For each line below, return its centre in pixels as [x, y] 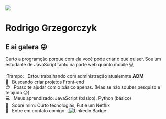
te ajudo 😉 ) [18, 92]
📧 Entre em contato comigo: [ [37, 111]
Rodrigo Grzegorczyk [51, 28]
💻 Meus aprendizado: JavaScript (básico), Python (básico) [69, 98]
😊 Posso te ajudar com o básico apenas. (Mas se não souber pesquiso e [83, 87]
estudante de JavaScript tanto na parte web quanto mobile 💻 [70, 65]
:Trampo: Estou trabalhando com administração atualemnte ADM [74, 76]
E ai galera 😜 [26, 47]
